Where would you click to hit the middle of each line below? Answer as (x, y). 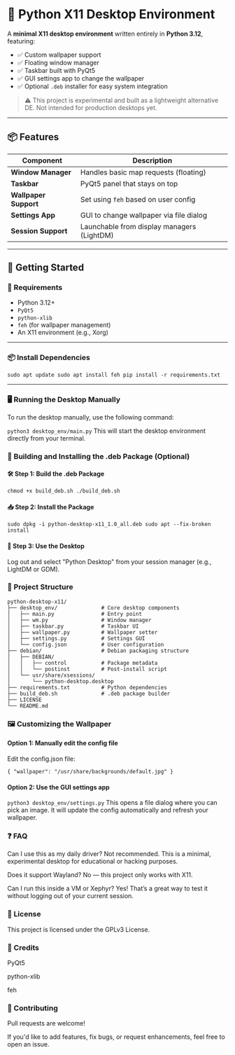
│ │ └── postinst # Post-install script (87, 669)
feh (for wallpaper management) (64, 325)
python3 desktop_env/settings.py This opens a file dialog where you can (113, 803)
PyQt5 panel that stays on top (129, 184)
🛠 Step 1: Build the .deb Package (56, 474)
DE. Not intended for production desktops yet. (91, 107)
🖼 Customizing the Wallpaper (59, 724)
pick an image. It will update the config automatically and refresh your (108, 810)
